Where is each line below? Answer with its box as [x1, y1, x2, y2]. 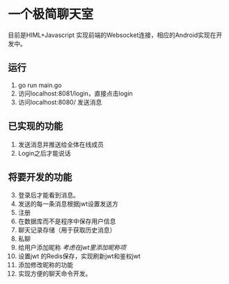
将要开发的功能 [8, 171, 72, 183]
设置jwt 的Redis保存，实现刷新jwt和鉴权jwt [17, 252, 141, 260]
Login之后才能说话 [17, 149, 72, 157]
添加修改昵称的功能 [17, 261, 74, 269]
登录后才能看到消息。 [17, 191, 79, 200]
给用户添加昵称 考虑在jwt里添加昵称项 [17, 244, 127, 252]
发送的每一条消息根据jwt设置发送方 [17, 200, 119, 208]
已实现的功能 [8, 120, 63, 133]
